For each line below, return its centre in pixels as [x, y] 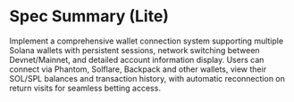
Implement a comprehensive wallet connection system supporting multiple [147, 41]
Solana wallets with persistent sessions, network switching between [135, 50]
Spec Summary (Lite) [89, 16]
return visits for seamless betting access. [85, 88]
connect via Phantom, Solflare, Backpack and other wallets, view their [138, 69]
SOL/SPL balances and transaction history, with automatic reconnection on [147, 78]
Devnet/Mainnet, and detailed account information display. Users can [137, 59]
